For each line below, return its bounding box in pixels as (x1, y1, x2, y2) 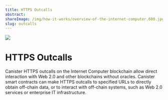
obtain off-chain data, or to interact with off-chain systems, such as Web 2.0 (5, 84, 162, 90)
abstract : (5, 12, 26, 17)
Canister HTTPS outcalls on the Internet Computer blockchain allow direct (5, 68, 157, 75)
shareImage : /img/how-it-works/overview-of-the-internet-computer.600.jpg (5, 16, 164, 21)
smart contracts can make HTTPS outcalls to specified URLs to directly (5, 79, 151, 85)
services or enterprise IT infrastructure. (5, 90, 86, 96)
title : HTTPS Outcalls (5, 7, 52, 12)
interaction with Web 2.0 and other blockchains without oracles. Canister (5, 74, 155, 80)
